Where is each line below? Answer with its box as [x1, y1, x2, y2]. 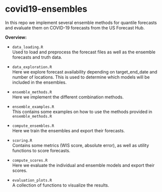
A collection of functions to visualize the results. [12, 182, 109, 188]
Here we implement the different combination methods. [12, 94, 124, 100]
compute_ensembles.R [12, 123, 54, 128]
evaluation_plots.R [12, 178, 52, 183]
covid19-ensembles [5, 3, 88, 15]
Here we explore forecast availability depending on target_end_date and [12, 69, 158, 74]
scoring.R [12, 138, 33, 143]
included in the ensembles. [12, 79, 67, 85]
